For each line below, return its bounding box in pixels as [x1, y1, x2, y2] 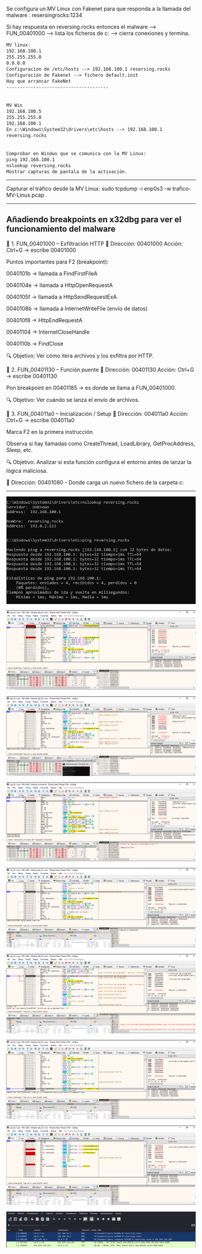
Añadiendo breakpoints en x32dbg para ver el [6, 214, 182, 225]
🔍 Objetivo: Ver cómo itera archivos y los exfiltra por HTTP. [6, 352, 155, 359]
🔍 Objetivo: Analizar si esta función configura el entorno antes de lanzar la [6, 458, 192, 465]
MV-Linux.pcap [6, 191, 44, 199]
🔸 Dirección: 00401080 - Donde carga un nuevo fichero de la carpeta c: [6, 479, 185, 486]
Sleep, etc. [6, 446, 33, 453]
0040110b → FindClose [6, 340, 64, 347]
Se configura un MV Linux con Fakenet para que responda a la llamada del [6, 5, 191, 12]
